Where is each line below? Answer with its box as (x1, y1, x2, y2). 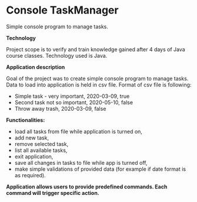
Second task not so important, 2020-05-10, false (14, 98, 133, 106)
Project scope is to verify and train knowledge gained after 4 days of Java (6, 45, 185, 53)
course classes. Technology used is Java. (6, 52, 108, 59)
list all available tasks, (14, 147, 68, 154)
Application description (6, 63, 65, 71)
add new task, (14, 134, 49, 141)
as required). (14, 171, 46, 178)
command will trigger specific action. (6, 189, 100, 196)
